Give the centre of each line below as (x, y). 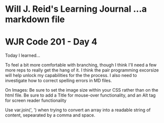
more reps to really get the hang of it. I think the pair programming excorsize (82, 70)
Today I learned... (23, 55)
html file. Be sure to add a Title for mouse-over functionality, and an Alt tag (80, 95)
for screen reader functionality (36, 100)
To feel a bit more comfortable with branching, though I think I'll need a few (81, 65)
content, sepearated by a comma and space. (50, 115)
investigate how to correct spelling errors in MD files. (59, 81)
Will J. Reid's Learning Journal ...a (76, 9)
